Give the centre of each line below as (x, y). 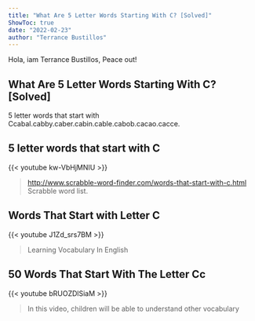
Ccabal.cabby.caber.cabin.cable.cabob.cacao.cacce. (94, 124)
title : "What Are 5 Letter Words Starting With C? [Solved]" (110, 15)
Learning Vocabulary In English (78, 250)
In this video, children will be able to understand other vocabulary (133, 308)
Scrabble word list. (58, 191)
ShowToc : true (31, 23)
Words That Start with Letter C (84, 215)
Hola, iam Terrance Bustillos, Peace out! (73, 60)
